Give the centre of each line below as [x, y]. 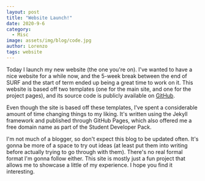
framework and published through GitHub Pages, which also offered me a [99, 120]
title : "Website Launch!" [39, 18]
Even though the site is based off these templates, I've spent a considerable [102, 107]
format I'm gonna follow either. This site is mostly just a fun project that [96, 158]
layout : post [23, 12]
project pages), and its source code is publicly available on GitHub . [91, 95]
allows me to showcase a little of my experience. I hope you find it [89, 165]
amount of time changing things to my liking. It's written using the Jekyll [97, 114]
